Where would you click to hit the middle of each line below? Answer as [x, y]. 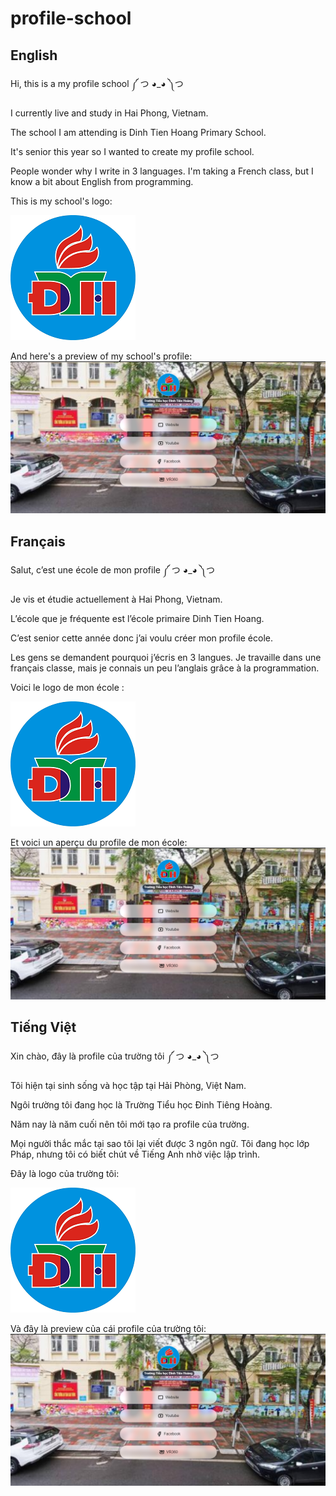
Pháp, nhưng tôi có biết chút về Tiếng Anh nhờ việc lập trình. [135, 1154]
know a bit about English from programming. [102, 181]
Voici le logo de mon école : [67, 687]
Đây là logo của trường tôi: [65, 1173]
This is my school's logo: [61, 201]
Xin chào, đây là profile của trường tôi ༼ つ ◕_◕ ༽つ [115, 1056]
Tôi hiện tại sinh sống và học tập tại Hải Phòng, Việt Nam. [128, 1085]
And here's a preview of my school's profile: [101, 356]
